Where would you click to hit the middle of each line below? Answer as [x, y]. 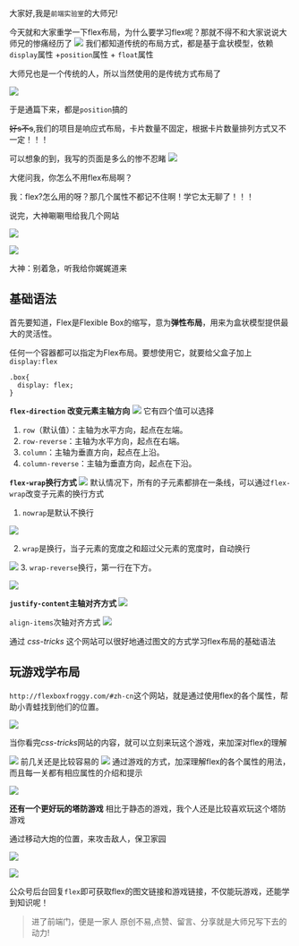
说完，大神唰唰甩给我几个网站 [64, 216]
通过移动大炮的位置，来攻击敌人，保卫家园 [88, 839]
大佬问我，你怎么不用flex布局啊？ [71, 178]
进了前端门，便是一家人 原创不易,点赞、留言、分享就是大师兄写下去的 [159, 921]
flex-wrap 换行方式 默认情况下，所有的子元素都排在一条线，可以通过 [140, 482]
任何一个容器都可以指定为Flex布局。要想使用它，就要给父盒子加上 [131, 353]
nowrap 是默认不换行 [58, 512]
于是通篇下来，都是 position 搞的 [68, 109]
